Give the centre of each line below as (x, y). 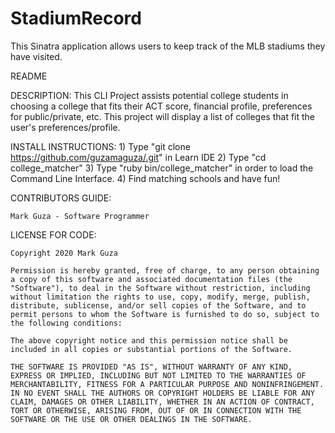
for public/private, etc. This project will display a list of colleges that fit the (163, 116)
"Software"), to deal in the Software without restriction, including (160, 288)
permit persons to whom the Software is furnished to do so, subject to (165, 314)
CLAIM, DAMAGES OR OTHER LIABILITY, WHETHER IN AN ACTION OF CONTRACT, (162, 402)
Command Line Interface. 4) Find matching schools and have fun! (145, 178)
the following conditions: (66, 323)
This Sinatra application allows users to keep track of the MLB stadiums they (168, 46)
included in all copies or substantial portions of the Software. (151, 349)
